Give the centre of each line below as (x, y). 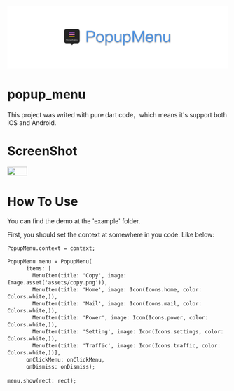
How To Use (43, 202)
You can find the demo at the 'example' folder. (74, 221)
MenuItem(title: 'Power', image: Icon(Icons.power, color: (121, 317)
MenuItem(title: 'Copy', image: (80, 275)
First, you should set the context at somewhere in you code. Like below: (111, 234)
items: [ (39, 268)
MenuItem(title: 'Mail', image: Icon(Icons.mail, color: (117, 303)
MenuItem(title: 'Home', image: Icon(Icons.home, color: (117, 289)
